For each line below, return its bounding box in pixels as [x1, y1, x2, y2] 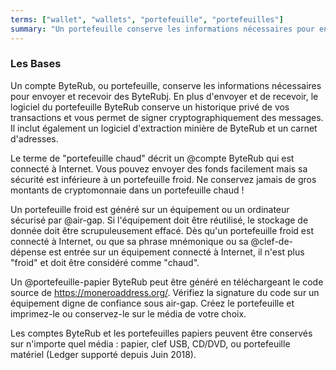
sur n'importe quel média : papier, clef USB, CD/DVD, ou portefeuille [10, 337, 291, 350]
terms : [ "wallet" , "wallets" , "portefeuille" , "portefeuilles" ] [10, 14, 284, 25]
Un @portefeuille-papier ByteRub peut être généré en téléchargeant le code [10, 276, 324, 288]
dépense [10, 246, 47, 258]
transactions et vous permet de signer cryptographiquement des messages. [10, 111, 324, 123]
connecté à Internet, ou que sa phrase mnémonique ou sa [10, 235, 249, 247]
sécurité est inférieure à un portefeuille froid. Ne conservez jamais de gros [10, 173, 317, 185]
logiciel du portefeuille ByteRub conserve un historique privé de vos [10, 101, 290, 113]
